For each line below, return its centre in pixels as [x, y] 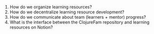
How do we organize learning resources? [51, 7]
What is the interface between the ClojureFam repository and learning [79, 22]
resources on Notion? [31, 27]
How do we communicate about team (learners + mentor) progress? [78, 17]
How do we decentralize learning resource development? [67, 12]
